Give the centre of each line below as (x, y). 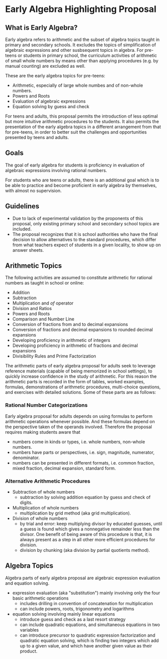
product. (29, 651)
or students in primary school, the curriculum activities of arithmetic (87, 55)
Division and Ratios (32, 309)
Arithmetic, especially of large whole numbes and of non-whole (78, 85)
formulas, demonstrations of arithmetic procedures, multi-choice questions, (83, 387)
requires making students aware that (43, 432)
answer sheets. (28, 250)
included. (22, 229)
